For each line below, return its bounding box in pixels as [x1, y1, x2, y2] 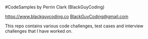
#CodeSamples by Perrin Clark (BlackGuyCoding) [5, 4, 105, 10]
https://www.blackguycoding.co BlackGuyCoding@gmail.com [5, 14, 129, 19]
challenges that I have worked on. [5, 28, 73, 34]
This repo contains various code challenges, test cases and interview [5, 23, 144, 29]
